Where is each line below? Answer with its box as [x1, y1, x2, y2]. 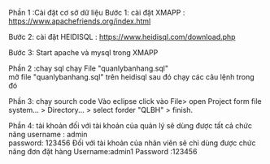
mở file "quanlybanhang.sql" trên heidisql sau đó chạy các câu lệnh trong [8, 72, 255, 81]
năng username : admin [8, 130, 88, 139]
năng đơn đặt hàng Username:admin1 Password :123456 [8, 147, 198, 156]
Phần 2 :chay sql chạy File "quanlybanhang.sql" [8, 63, 169, 73]
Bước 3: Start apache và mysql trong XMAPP [8, 48, 159, 57]
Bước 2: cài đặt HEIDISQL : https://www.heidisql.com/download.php [8, 32, 236, 41]
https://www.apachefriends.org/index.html [8, 16, 151, 26]
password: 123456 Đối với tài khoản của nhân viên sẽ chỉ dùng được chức [8, 138, 256, 148]
